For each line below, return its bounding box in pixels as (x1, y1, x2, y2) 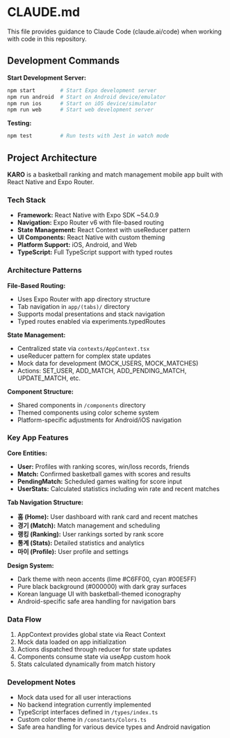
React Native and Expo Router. (7, 177, 95, 186)
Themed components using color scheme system (17, 408, 160, 416)
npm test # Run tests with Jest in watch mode (7, 133, 170, 140)
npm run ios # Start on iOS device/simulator (7, 100, 157, 107)
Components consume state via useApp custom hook (17, 653, 171, 661)
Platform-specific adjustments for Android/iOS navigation (17, 416, 182, 424)
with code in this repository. (7, 34, 87, 43)
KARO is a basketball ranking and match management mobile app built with (7, 170, 224, 179)
